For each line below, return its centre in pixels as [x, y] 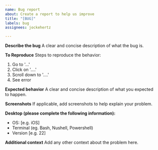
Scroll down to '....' [31, 75]
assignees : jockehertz [28, 28]
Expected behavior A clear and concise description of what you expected [79, 89]
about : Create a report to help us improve [50, 14]
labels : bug [17, 23]
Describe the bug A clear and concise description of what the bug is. [74, 46]
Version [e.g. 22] [29, 133]
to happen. [16, 95]
